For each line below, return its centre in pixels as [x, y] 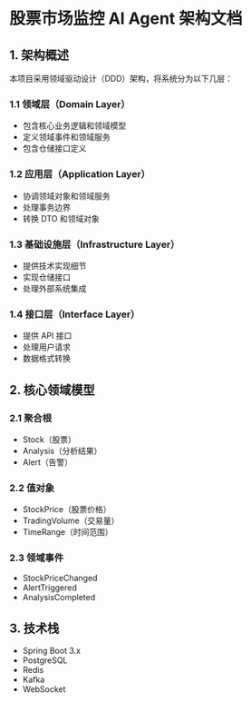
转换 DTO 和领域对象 [61, 218]
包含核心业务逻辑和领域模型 [74, 126]
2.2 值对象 [32, 488]
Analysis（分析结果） [62, 450]
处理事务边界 [46, 207]
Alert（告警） [48, 462]
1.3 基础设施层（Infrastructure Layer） [95, 244]
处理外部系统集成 [54, 288]
